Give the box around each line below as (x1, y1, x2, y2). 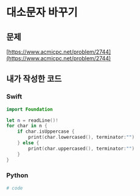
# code (6, 185, 23, 191)
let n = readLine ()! (6, 117, 59, 124)
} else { (17, 140, 40, 146)
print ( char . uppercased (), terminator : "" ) (28, 145, 135, 152)
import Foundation (6, 106, 53, 113)
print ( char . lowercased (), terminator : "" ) (28, 135, 135, 141)
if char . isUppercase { (17, 128, 75, 135)
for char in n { (6, 123, 47, 129)
